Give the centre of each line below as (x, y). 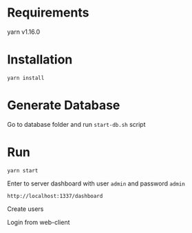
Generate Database (64, 105)
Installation (40, 60)
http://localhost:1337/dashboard (55, 196)
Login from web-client (39, 222)
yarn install (26, 78)
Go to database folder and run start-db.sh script (76, 124)
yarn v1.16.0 (24, 32)
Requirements (48, 13)
